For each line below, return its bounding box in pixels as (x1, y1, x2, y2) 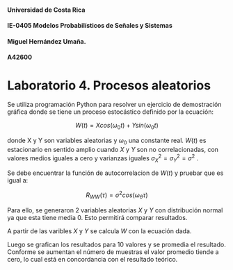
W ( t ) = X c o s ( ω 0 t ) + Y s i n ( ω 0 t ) (75, 121, 159, 131)
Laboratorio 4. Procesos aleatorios (7, 77, 211, 93)
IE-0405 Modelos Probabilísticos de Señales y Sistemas (7, 22, 172, 30)
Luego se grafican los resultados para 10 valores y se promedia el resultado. (7, 240, 226, 248)
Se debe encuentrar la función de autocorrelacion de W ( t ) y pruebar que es (7, 169, 224, 177)
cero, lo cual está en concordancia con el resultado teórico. (7, 255, 178, 263)
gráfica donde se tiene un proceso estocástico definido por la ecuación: (7, 108, 214, 116)
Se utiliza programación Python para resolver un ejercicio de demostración (7, 101, 222, 109)
